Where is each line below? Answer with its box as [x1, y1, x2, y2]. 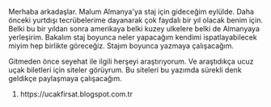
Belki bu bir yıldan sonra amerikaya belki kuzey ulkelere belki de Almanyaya [8, 24, 260, 33]
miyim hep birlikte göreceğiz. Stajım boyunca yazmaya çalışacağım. [8, 41, 235, 51]
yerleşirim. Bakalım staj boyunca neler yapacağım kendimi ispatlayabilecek [8, 32, 257, 42]
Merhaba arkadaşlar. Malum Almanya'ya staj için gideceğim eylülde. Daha [8, 7, 255, 16]
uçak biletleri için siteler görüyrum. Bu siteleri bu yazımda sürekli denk [8, 65, 242, 75]
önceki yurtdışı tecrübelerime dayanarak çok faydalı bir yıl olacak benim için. [8, 15, 264, 25]
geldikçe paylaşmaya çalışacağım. [8, 74, 123, 83]
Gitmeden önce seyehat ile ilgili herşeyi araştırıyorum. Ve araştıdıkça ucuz [8, 56, 254, 66]
